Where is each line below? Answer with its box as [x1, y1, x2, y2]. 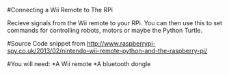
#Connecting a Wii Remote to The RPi [7, 6, 113, 14]
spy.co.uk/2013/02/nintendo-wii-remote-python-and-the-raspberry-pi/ [7, 47, 207, 55]
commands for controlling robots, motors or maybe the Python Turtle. [7, 27, 203, 34]
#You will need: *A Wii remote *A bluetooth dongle [7, 60, 151, 67]
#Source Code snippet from [7, 40, 85, 47]
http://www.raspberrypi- [86, 40, 156, 47]
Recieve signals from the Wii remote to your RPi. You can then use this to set [7, 19, 223, 27]
